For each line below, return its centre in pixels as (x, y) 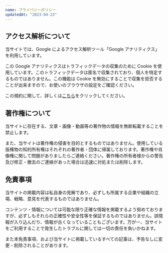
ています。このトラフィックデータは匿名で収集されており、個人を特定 (86, 72)
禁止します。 (18, 133)
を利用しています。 (25, 55)
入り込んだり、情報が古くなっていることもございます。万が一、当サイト (88, 222)
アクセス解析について (38, 36)
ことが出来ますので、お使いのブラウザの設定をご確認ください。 (71, 85)
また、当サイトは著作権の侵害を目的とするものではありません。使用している (84, 143)
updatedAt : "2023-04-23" (31, 15)
